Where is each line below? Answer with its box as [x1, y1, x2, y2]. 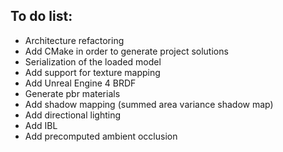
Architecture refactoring [24, 34, 125, 46]
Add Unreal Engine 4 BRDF [24, 77, 137, 89]
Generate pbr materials [24, 87, 121, 99]
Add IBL [24, 119, 58, 131]
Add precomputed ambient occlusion [24, 130, 178, 142]
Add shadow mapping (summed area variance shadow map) [24, 98, 274, 110]
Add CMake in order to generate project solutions [24, 45, 229, 57]
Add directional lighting [24, 109, 121, 121]
